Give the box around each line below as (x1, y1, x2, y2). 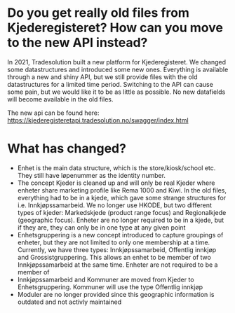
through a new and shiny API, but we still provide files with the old (7, 72, 198, 81)
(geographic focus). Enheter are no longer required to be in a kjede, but (17, 216, 224, 224)
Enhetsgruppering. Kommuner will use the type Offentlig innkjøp (17, 282, 203, 291)
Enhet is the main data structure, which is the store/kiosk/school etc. (17, 163, 216, 172)
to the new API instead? (7, 35, 148, 50)
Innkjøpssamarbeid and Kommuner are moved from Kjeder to (17, 275, 194, 284)
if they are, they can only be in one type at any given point (17, 223, 186, 232)
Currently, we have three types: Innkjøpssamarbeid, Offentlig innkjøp (17, 245, 217, 253)
